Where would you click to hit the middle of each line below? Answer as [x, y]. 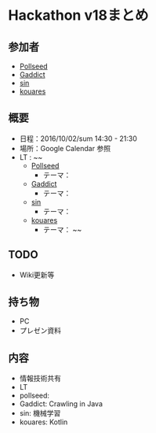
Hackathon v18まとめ [78, 15]
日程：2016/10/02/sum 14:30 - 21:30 [78, 139]
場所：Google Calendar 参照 [65, 148]
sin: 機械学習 [40, 413]
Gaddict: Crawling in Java [61, 404]
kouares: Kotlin [44, 422]
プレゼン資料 [40, 331]
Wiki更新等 [37, 275]
